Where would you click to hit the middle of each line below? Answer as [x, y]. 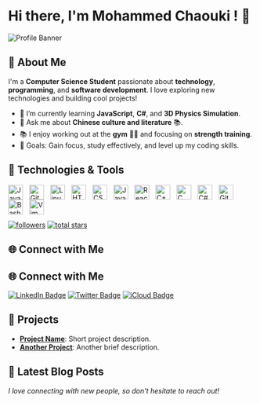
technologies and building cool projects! [73, 98]
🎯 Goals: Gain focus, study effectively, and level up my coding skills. [129, 145]
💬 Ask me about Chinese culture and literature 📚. [101, 122]
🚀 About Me [37, 62]
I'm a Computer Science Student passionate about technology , [112, 81]
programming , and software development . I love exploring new [112, 90]
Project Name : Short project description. [85, 339]
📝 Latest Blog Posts [56, 372]
